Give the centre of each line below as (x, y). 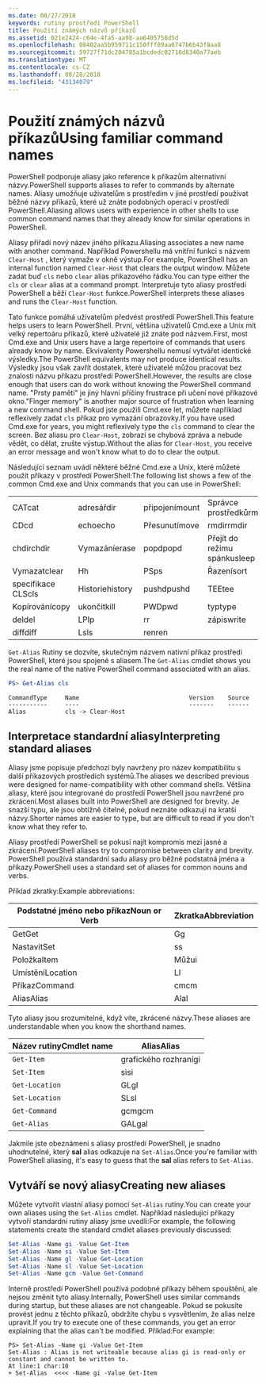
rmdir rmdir (227, 526)
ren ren (156, 633)
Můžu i (186, 960)
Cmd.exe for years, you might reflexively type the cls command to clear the (131, 427)
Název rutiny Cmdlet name (63, 1046)
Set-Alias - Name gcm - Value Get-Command (76, 1274)
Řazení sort (227, 571)
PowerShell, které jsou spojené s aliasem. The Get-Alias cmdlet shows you (129, 661)
